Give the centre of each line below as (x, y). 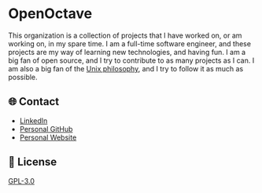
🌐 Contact (34, 102)
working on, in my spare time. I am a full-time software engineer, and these (130, 43)
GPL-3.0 (22, 180)
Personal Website (48, 137)
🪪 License (33, 162)
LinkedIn (33, 120)
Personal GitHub (46, 129)
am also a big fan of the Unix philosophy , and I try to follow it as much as (126, 68)
